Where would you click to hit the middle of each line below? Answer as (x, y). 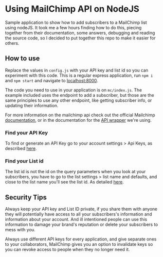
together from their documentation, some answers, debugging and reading (80, 33)
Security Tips (26, 197)
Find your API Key (27, 132)
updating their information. (32, 105)
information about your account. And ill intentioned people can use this (76, 220)
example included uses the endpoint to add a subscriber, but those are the (80, 95)
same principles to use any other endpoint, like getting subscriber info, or (79, 100)
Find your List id (24, 161)
